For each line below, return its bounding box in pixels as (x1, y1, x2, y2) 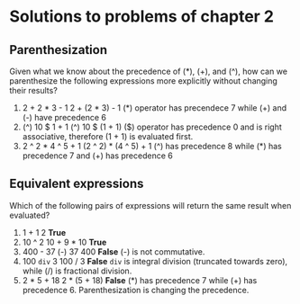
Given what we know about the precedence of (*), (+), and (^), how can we (9, 66, 288, 76)
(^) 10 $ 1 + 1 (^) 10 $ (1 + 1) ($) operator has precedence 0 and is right (22, 121, 282, 132)
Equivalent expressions (9, 176, 144, 192)
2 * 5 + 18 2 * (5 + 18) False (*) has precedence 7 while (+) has (22, 274, 258, 285)
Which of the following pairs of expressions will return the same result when (9, 200, 292, 210)
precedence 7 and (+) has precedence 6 (22, 150, 173, 161)
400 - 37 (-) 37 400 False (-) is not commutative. (22, 246, 205, 257)
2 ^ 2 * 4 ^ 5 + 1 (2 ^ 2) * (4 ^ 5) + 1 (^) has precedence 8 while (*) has (22, 141, 282, 151)
